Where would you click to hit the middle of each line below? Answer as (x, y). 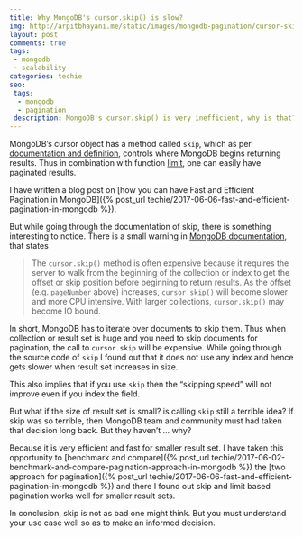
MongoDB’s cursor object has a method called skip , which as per (131, 144)
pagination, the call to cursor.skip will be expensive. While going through (146, 348)
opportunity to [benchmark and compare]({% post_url (110, 458)
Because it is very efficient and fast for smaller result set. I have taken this (147, 448)
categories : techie (46, 77)
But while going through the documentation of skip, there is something (140, 227)
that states (29, 246)
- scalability (40, 68)
